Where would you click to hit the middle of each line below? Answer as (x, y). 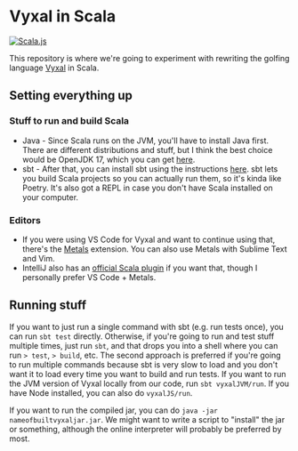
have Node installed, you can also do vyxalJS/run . (101, 392)
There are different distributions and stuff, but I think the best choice (147, 149)
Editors (25, 220)
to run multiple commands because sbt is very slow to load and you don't (144, 364)
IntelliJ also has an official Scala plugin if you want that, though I (140, 268)
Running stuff (48, 306)
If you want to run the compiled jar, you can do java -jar (113, 410)
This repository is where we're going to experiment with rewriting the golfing (149, 58)
